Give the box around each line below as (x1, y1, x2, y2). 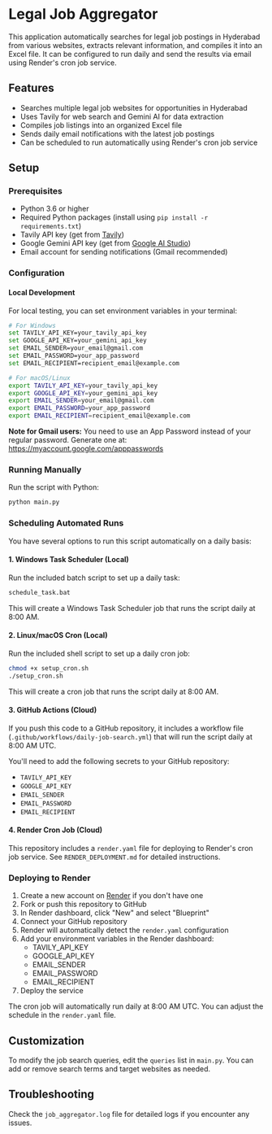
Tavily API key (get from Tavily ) (19, 229, 124, 240)
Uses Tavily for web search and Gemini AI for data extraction (19, 111, 224, 121)
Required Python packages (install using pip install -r (19, 212, 209, 222)
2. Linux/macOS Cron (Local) (8, 630, 108, 640)
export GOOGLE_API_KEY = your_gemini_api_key (8, 389, 158, 397)
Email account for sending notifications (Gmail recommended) (19, 247, 228, 257)
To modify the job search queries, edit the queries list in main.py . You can (8, 1055, 254, 1066)
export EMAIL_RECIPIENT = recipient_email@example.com (8, 412, 191, 420)
